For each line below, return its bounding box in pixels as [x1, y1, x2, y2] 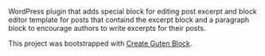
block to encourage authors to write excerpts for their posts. [8, 24, 206, 32]
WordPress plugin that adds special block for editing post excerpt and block [8, 7, 257, 16]
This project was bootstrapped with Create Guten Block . [8, 39, 193, 48]
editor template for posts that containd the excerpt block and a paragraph [8, 15, 250, 24]
